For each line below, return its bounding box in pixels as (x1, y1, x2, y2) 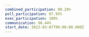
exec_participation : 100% (5, 16, 58, 21)
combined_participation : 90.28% (5, 7, 71, 12)
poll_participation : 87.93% (5, 12, 63, 16)
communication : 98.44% (5, 20, 51, 25)
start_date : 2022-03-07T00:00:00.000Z (5, 25, 84, 30)
